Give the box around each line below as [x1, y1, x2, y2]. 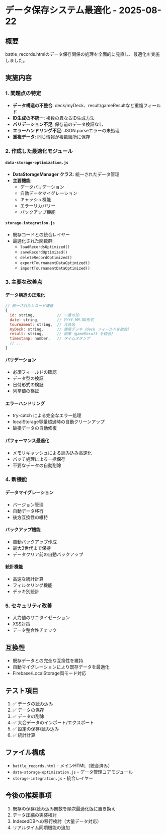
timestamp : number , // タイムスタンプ [10, 336, 90, 341]
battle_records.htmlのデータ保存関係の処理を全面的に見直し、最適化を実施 [5, 51, 160, 57]
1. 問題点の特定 [5, 90, 42, 97]
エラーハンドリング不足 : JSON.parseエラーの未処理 [12, 127, 120, 133]
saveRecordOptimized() [20, 250, 68, 255]
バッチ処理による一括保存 [12, 456, 66, 462]
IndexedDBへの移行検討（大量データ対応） [12, 818, 102, 824]
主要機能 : [12, 177, 32, 184]
